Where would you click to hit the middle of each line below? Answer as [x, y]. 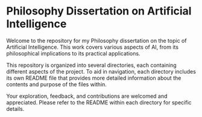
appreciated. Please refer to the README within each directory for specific [99, 102]
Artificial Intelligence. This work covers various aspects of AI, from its [93, 47]
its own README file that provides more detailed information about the [94, 78]
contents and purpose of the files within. [57, 84]
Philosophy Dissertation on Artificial [99, 11]
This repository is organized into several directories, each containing [91, 65]
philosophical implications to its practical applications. [73, 53]
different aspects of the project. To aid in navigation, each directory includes [101, 71]
